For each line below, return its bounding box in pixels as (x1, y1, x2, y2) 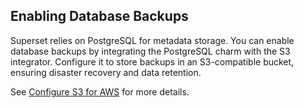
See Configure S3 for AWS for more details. (10, 85, 190, 98)
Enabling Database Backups (10, 8, 189, 25)
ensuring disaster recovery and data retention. (10, 66, 202, 78)
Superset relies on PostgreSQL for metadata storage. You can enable (10, 34, 295, 46)
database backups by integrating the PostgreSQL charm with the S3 (10, 45, 291, 57)
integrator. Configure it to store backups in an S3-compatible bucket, (10, 55, 295, 68)
